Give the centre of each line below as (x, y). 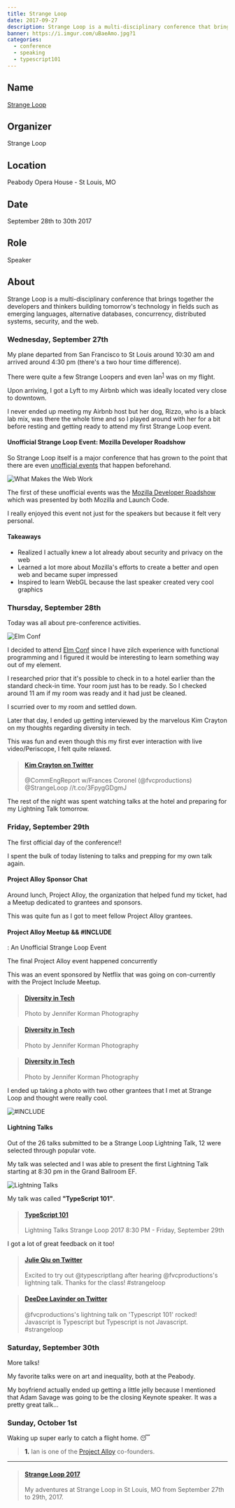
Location (27, 165)
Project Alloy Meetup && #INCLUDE (59, 932)
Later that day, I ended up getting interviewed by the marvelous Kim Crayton (117, 720)
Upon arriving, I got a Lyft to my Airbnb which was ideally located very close (117, 390)
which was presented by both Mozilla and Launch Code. (88, 500)
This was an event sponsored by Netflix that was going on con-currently (111, 975)
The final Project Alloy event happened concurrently (82, 961)
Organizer (30, 126)
